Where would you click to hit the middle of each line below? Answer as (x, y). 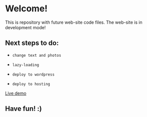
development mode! (25, 27)
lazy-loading (26, 65)
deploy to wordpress (33, 75)
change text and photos (37, 55)
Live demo (16, 93)
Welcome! (26, 9)
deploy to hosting (31, 84)
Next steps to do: (32, 43)
